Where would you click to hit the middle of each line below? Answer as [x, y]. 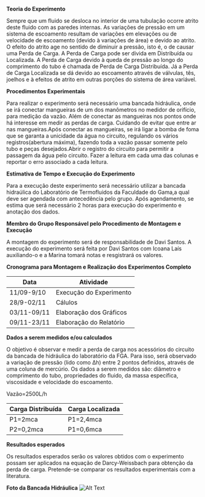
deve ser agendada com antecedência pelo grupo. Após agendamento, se [100, 198]
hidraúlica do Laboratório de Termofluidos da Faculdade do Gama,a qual [98, 192]
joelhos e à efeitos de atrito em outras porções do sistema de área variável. [102, 79]
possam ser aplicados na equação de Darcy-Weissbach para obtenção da [100, 463]
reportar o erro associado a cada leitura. [57, 162]
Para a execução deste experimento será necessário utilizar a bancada [96, 186]
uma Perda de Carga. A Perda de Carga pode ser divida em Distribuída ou [100, 53]
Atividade [94, 282]
